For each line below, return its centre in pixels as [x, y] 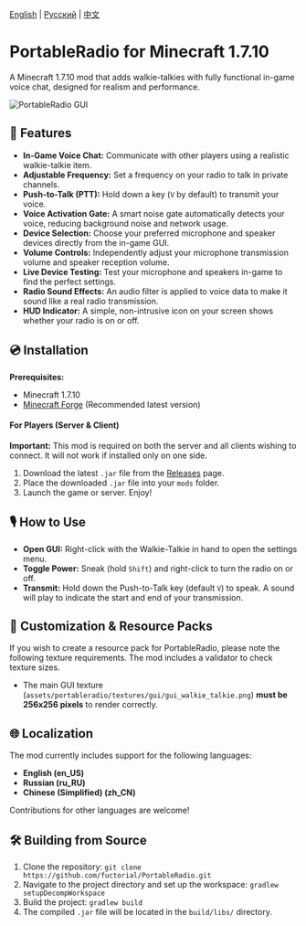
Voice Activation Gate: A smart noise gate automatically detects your [153, 213]
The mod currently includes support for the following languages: [131, 756]
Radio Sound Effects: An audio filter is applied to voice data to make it [155, 291]
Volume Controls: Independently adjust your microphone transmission [156, 252]
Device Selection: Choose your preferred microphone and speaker [149, 233]
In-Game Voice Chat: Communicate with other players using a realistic [156, 155]
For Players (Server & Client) [64, 425]
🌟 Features [41, 133]
